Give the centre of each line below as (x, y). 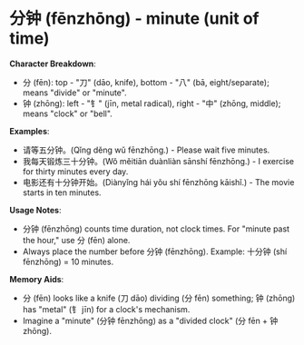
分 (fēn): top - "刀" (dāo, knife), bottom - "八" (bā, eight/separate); (146, 82)
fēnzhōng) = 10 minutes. (68, 261)
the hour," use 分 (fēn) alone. (76, 240)
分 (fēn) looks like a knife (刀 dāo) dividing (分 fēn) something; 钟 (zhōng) (159, 298)
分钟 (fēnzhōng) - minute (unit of (135, 19)
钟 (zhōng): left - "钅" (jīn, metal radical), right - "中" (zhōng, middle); (152, 103)
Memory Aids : (37, 279)
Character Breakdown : (53, 64)
